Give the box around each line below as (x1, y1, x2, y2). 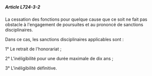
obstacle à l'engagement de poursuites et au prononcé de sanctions (5, 21, 144, 27)
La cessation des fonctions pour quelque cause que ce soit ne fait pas (5, 16, 148, 22)
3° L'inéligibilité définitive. (5, 65, 58, 71)
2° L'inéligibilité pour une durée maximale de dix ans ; (5, 55, 114, 61)
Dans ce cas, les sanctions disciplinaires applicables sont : (5, 36, 124, 42)
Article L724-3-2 (5, 4, 40, 10)
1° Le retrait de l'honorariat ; (5, 46, 61, 52)
